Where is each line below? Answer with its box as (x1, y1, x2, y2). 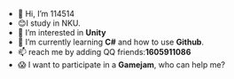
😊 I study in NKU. (17, 18, 82, 28)
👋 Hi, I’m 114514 (17, 9, 75, 19)
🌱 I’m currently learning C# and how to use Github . (17, 36, 204, 47)
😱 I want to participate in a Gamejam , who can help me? (17, 59, 226, 70)
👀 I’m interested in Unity (17, 28, 106, 37)
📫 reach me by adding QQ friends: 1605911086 (17, 47, 191, 57)
